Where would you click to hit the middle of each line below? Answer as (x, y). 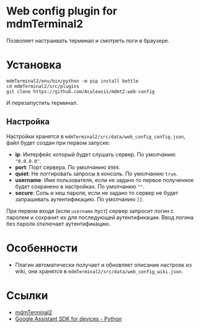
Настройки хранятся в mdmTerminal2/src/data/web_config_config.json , (96, 136)
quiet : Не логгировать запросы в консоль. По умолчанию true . (96, 174)
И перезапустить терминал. (42, 102)
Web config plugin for (62, 11)
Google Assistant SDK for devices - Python (68, 318)
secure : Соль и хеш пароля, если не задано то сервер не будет (97, 193)
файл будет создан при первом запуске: (58, 142)
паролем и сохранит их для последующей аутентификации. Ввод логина (100, 217)
